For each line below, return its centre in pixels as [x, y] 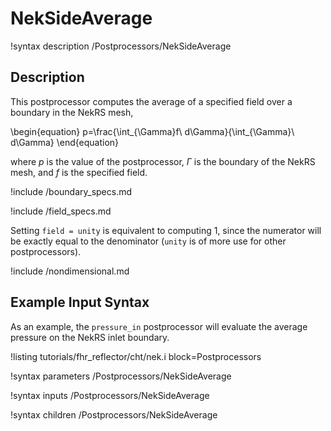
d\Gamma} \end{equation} [65, 142]
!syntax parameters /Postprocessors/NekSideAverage [121, 376]
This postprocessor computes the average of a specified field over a [151, 101]
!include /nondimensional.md [70, 271]
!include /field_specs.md [61, 211]
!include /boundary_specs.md [71, 191]
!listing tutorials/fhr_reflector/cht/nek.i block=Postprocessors [136, 356]
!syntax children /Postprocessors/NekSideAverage [114, 414]
